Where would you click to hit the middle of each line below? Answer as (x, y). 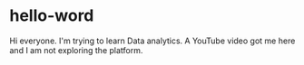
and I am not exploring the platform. (76, 50)
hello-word (52, 16)
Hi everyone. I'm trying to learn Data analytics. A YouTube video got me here (152, 41)
